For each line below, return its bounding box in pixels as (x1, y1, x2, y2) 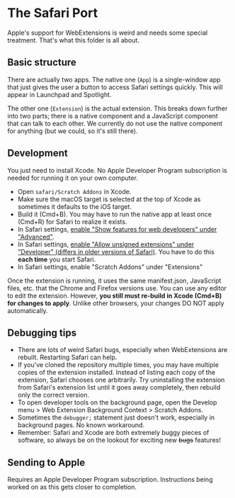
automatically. (7, 306, 48, 315)
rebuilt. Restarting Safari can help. (17, 353, 117, 362)
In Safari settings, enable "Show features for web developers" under (17, 225, 217, 233)
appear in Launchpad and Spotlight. (7, 90, 112, 98)
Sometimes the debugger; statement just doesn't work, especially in (17, 413, 215, 422)
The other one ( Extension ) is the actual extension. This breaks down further (7, 104, 228, 113)
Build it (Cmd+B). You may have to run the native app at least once (17, 210, 212, 218)
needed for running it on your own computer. (7, 174, 138, 182)
